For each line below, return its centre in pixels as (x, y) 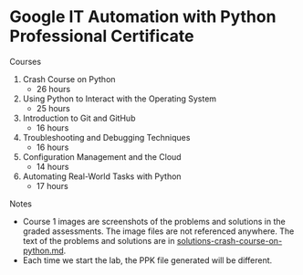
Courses (26, 61)
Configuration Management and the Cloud (102, 156)
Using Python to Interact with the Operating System (120, 99)
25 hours (53, 108)
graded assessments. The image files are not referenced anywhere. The (158, 231)
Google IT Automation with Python (143, 17)
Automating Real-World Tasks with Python (102, 176)
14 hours (52, 166)
